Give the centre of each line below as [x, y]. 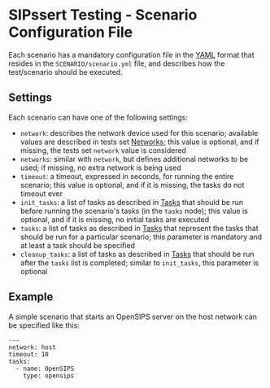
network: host [33, 347]
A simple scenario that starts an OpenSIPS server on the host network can [133, 316]
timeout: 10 [28, 354]
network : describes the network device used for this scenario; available [139, 133]
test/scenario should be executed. [66, 72]
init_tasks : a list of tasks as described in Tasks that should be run [132, 202]
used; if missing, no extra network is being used [100, 168]
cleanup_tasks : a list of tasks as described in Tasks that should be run [137, 254]
